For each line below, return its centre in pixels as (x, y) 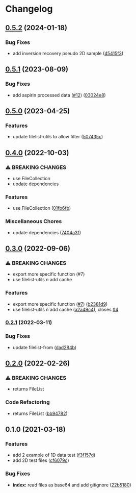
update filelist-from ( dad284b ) (45, 347)
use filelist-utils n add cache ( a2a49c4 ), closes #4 (65, 309)
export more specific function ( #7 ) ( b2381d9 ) (60, 304)
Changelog (29, 9)
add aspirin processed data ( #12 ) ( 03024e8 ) (59, 95)
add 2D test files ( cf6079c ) (41, 460)
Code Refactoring (28, 402)
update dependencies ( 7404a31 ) (47, 232)
